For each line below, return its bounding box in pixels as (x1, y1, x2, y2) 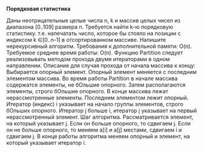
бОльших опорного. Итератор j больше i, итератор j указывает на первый (6, 107, 197, 114)
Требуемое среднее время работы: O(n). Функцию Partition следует (6, 49, 183, 56)
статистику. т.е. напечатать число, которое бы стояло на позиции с (6, 30, 181, 37)
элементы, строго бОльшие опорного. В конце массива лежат (6, 88, 168, 94)
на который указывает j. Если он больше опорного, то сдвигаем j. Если (6, 120, 191, 127)
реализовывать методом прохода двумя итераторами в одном (6, 56, 170, 62)
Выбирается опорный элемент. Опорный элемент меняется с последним (6, 68, 197, 75)
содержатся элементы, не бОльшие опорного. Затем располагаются (6, 81, 186, 88)
